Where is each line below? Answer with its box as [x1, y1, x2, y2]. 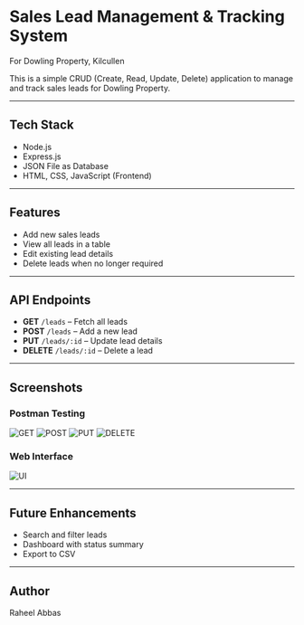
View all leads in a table [22, 238, 111, 250]
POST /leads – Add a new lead [22, 326, 138, 336]
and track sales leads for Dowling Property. [9, 82, 170, 93]
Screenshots [9, 380, 83, 395]
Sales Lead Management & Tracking [9, 6, 285, 27]
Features [9, 205, 61, 221]
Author [9, 583, 50, 599]
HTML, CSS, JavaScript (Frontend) [22, 170, 152, 181]
